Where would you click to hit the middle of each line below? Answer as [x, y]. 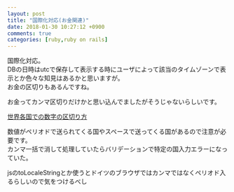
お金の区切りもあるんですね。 [50, 87]
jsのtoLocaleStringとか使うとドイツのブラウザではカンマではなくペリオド [113, 173]
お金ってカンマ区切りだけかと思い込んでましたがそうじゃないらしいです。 [114, 102]
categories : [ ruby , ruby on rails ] [58, 40]
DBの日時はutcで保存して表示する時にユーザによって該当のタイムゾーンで [114, 69]
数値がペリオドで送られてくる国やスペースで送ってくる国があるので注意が [114, 132]
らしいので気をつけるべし [50, 181]
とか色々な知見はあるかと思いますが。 [68, 78]
